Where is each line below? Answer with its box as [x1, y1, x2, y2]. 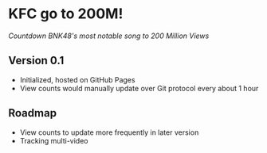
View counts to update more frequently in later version [19, 128, 199, 137]
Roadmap [8, 106, 57, 120]
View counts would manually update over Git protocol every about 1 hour [19, 83, 259, 93]
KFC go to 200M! [8, 5, 124, 23]
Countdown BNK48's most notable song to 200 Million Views [8, 31, 210, 40]
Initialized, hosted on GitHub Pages [19, 75, 135, 84]
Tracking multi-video [19, 136, 88, 145]
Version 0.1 [8, 54, 65, 67]
